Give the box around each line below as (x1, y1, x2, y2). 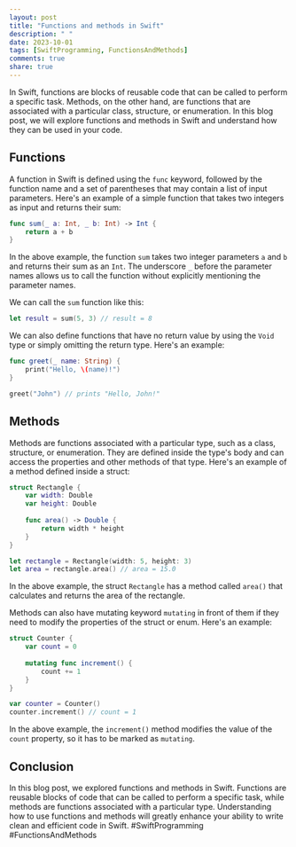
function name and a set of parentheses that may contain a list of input (9, 183, 268, 193)
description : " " (9, 29, 74, 38)
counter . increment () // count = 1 (9, 708, 137, 717)
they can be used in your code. (9, 124, 123, 135)
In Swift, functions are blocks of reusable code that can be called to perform (9, 86, 288, 98)
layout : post (9, 12, 58, 22)
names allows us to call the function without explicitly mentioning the (9, 271, 261, 281)
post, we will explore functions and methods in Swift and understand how (9, 114, 277, 125)
